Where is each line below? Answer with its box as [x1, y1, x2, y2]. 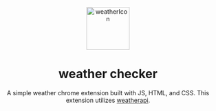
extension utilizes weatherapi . [65, 96, 151, 104]
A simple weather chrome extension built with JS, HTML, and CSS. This [6, 88, 210, 97]
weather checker [58, 66, 158, 82]
